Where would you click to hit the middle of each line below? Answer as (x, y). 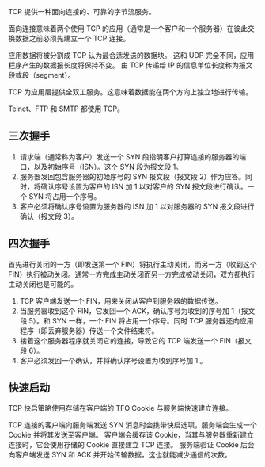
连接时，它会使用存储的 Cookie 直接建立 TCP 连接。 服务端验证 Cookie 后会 (131, 445)
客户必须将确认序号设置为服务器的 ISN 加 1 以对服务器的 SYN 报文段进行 (137, 206)
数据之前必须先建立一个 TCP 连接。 (72, 38)
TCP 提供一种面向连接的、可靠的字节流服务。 (82, 11)
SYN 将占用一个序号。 (65, 196)
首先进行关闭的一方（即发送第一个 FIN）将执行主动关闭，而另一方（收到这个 (132, 264)
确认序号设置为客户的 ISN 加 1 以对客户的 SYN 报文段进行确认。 (144, 186)
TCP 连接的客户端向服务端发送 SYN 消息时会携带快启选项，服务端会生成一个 (132, 425)
